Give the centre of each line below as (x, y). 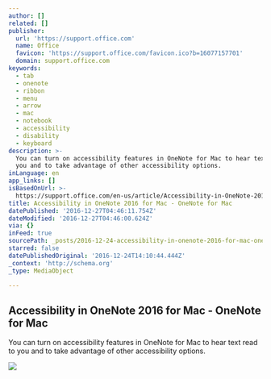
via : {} (21, 226)
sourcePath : (28, 241)
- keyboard (34, 143)
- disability (38, 135)
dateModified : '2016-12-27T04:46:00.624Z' (81, 219)
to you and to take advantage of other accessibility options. (107, 351)
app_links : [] (32, 181)
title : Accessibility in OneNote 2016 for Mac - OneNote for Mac (120, 203)
